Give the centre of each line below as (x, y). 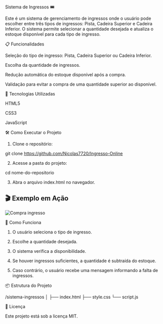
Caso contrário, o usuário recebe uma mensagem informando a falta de (85, 270)
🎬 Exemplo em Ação (37, 199)
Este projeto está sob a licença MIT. (41, 316)
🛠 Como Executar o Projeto (33, 132)
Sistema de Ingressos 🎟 (30, 7)
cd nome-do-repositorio (30, 173)
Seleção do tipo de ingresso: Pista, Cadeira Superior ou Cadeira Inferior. (79, 55)
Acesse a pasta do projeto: (40, 163)
